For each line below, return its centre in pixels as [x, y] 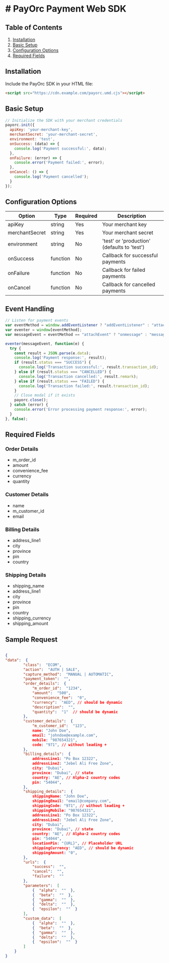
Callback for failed [124, 270]
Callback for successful [130, 256]
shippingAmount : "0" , [55, 853]
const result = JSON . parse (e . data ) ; [53, 353]
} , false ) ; [17, 419]
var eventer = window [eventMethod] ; [44, 330]
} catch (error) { [29, 405]
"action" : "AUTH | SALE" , [52, 669]
